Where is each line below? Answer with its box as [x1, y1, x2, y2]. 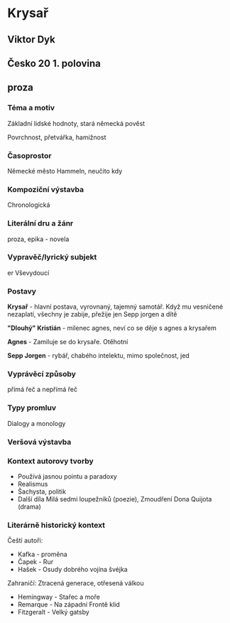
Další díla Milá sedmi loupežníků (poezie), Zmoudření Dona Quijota [17, 494, 212, 503]
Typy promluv [7, 403, 57, 413]
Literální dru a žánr [7, 218, 74, 228]
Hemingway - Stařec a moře [17, 592, 101, 602]
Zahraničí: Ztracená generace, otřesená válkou [7, 579, 144, 587]
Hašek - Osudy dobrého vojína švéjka [17, 565, 128, 574]
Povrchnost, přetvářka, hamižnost [7, 133, 106, 142]
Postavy [7, 286, 37, 296]
